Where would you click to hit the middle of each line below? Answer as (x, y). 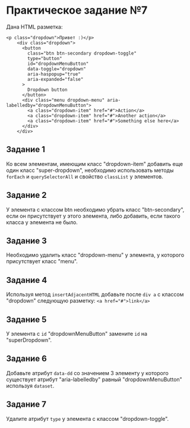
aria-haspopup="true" (54, 74)
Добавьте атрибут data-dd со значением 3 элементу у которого (88, 373)
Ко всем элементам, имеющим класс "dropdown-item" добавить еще (94, 163)
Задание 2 (26, 195)
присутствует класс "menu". (42, 262)
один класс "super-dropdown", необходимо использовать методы (90, 170)
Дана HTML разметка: (34, 27)
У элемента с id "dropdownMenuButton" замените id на (77, 334)
